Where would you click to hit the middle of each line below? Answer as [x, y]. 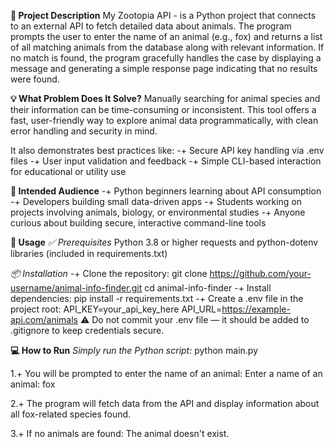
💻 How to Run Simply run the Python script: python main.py [134, 350]
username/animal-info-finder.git [76, 288]
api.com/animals [44, 319]
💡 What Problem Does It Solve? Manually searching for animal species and [165, 98]
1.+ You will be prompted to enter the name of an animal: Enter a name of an [166, 373]
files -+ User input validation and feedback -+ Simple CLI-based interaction [166, 161]
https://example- [256, 309]
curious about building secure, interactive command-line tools [138, 223]
